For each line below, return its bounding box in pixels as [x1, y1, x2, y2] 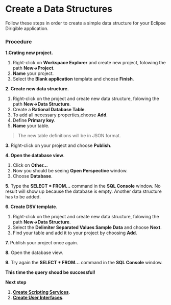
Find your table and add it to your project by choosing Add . [12, 230, 137, 236]
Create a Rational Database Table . [12, 107, 86, 113]
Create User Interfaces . [12, 294, 64, 301]
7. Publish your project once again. [5, 240, 78, 246]
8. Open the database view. [5, 249, 63, 256]
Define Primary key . [12, 117, 56, 123]
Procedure [5, 38, 32, 45]
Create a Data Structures [5, 3, 113, 15]
